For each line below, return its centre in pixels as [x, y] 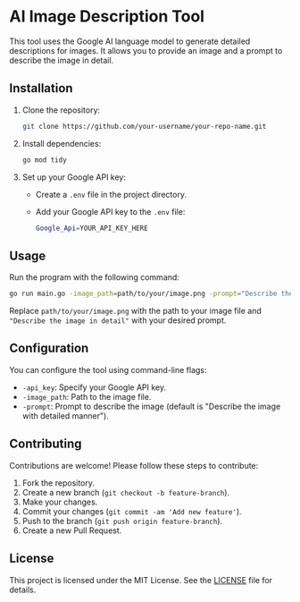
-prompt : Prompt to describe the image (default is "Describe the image [151, 406]
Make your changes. [60, 502]
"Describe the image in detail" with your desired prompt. [118, 320]
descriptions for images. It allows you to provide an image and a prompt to [146, 50]
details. [23, 589]
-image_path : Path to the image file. [87, 396]
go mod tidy [44, 160]
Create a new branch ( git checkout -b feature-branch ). [126, 492]
